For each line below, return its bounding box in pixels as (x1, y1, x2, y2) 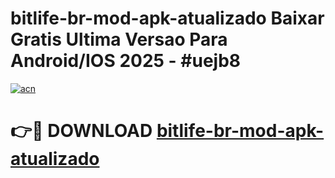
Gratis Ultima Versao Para (10, 28, 228, 51)
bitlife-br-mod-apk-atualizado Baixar (10, 7, 325, 30)
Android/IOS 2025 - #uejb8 (10, 50, 242, 72)
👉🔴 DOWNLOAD (10, 120, 153, 142)
